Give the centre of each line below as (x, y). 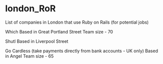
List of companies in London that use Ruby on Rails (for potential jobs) (77, 22)
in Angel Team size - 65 (29, 56)
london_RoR (31, 9)
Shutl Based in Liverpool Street (37, 41)
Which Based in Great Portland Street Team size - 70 (59, 32)
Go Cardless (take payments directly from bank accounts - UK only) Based (81, 51)
